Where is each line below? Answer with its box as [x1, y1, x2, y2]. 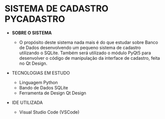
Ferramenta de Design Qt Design [19, 90, 86, 96]
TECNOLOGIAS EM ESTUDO [11, 70, 70, 76]
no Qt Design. [19, 60, 48, 66]
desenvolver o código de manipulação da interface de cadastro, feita [19, 55, 161, 61]
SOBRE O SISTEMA [11, 30, 52, 36]
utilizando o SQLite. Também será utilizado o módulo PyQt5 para [19, 50, 152, 56]
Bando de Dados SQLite [19, 84, 68, 90]
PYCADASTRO [4, 13, 65, 25]
